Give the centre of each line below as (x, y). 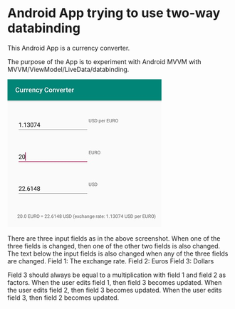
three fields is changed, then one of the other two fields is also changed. (114, 246)
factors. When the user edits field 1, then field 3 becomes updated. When (115, 282)
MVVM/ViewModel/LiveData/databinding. (68, 69)
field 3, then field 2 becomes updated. (63, 298)
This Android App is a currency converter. (69, 48)
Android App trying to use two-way (114, 13)
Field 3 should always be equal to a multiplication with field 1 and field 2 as (117, 275)
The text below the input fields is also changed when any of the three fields (118, 253)
